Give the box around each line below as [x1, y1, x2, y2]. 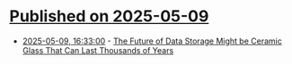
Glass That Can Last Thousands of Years [22, 44, 174, 55]
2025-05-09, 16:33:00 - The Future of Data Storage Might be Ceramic [22, 36, 283, 46]
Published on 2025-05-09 [9, 6, 209, 27]
